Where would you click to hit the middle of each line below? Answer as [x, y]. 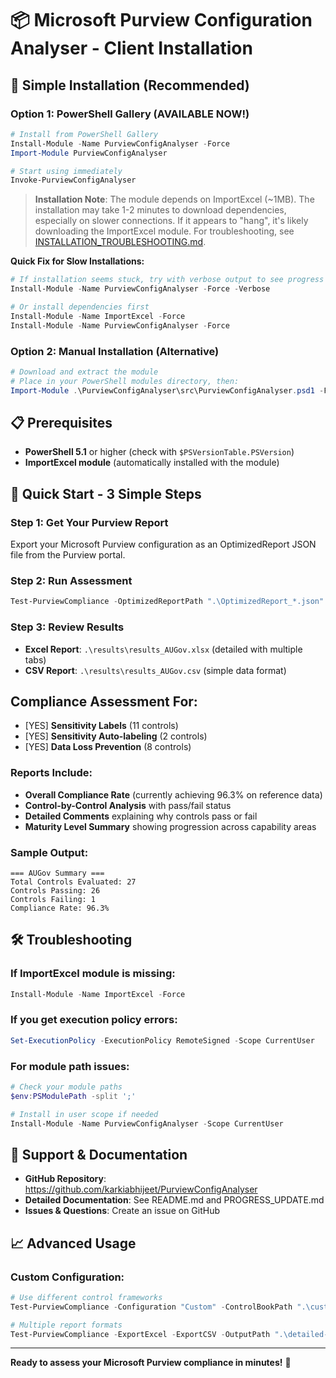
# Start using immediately [66, 171]
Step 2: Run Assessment [71, 580]
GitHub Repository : [65, 1179]
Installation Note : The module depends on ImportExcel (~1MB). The [174, 199]
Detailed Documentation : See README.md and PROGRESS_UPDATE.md [174, 1200]
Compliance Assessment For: [104, 701]
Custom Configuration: [67, 1277]
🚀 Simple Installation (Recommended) [130, 85]
